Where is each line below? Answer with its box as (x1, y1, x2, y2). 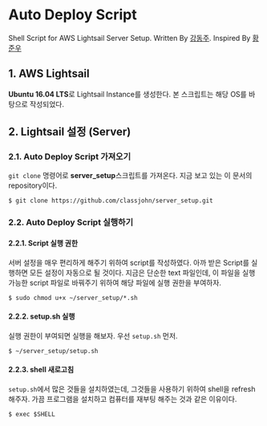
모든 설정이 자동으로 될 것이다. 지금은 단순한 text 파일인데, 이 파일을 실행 (29, 267, 256, 278)
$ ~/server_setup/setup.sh (8, 347, 99, 355)
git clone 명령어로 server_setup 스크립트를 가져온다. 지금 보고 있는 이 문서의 (8, 171, 253, 181)
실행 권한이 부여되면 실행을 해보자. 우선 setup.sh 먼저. (8, 331, 178, 340)
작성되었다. (29, 99, 65, 109)
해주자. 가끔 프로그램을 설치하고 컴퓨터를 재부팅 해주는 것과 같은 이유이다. (8, 394, 237, 404)
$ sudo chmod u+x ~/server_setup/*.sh (8, 294, 138, 302)
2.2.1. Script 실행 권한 (8, 238, 79, 248)
